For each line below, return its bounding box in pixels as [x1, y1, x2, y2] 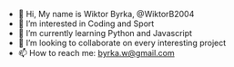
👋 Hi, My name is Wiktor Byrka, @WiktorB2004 [17, 9, 195, 19]
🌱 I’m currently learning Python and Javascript [17, 28, 193, 38]
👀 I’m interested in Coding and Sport [17, 18, 155, 29]
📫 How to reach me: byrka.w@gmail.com [17, 48, 175, 58]
